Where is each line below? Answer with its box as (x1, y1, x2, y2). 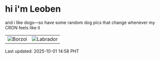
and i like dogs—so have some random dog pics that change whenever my (5, 20, 155, 25)
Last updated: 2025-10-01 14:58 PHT (5, 48, 80, 54)
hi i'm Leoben (5, 3, 61, 15)
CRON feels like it (5, 24, 40, 30)
